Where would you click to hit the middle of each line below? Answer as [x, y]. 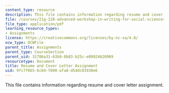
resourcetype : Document [30, 61]
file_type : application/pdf [35, 24]
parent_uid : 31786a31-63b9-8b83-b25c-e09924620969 [59, 57]
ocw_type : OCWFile [24, 43]
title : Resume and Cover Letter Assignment [52, 66]
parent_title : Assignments [33, 47]
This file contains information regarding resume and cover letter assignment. [84, 85]
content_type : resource [30, 10]
